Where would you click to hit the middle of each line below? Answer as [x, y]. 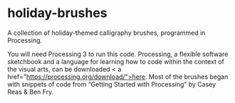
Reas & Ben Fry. [31, 92]
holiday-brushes [58, 13]
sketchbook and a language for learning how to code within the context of [116, 61]
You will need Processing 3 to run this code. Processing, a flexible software [118, 54]
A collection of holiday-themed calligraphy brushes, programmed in [106, 33]
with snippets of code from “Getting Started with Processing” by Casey [112, 84]
